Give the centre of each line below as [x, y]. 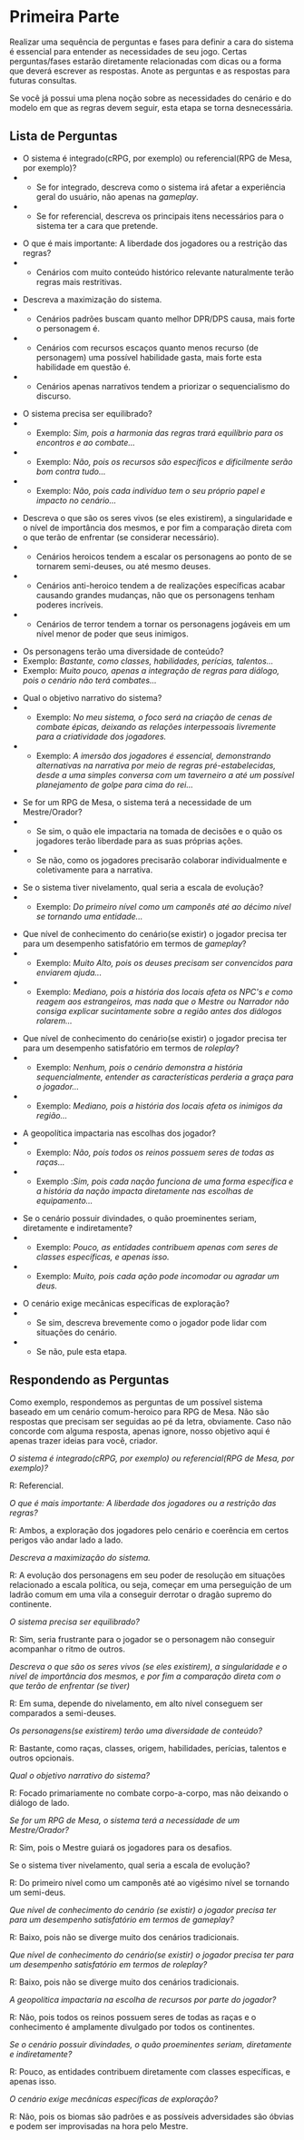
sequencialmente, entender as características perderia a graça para [165, 1077]
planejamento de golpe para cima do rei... [114, 784]
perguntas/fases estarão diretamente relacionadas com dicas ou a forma [146, 61]
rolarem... [54, 1021]
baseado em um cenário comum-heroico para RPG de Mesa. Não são [139, 1411]
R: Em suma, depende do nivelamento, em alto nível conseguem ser [136, 1703]
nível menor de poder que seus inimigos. [112, 634]
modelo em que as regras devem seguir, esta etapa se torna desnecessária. [151, 107]
